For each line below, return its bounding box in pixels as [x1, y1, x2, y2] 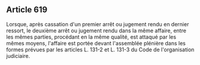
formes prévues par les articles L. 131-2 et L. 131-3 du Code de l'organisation [6, 46, 195, 53]
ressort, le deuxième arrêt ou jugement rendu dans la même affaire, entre [6, 27, 187, 34]
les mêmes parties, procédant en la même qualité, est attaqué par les [6, 33, 177, 41]
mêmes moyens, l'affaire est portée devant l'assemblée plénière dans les [6, 39, 186, 47]
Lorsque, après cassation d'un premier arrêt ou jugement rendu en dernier [6, 20, 189, 27]
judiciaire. [6, 52, 30, 59]
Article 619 [6, 5, 48, 15]
